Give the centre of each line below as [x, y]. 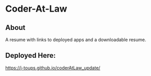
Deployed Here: [31, 55]
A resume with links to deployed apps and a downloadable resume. [76, 40]
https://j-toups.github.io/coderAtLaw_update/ [53, 68]
